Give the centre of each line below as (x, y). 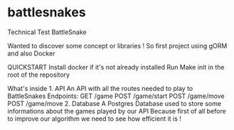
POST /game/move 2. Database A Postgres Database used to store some (115, 103)
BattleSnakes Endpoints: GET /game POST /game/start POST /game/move (116, 96)
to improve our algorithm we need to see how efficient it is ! (94, 119)
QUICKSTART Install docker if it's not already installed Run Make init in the (116, 67)
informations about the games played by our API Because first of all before (117, 111)
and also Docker (31, 53)
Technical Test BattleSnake (47, 32)
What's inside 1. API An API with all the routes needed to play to (100, 88)
